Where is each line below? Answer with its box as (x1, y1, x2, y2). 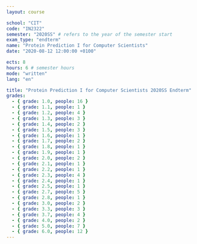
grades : (6, 92, 26, 99)
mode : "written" (6, 71, 47, 77)
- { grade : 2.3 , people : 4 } (12, 172, 86, 178)
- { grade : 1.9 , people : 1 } (12, 150, 86, 156)
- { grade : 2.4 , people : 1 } (12, 178, 86, 184)
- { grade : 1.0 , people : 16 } (12, 99, 88, 105)
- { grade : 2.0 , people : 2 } (12, 155, 86, 161)
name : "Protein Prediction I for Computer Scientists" (6, 43, 148, 49)
